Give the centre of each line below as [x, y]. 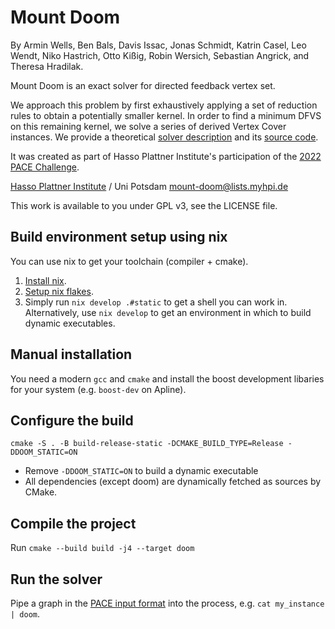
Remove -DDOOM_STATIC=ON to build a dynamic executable [141, 471]
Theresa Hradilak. [47, 66]
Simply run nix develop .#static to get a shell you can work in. [156, 302]
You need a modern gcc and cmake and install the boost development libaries [167, 378]
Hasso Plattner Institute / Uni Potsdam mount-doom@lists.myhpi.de [149, 186]
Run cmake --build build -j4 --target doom [102, 548]
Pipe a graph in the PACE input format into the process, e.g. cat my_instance [167, 603]
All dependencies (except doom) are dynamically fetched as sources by [173, 482]
